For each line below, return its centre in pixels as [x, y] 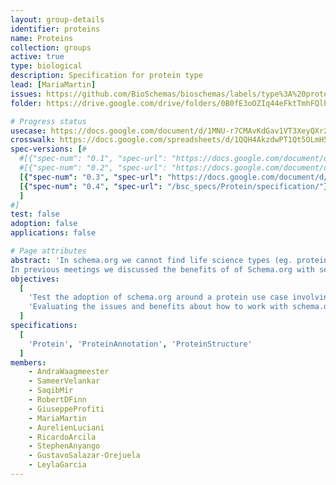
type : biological [46, 66]
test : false [35, 214]
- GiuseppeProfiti [66, 409]
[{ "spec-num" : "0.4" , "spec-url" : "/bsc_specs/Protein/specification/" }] [176, 186]
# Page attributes [48, 251]
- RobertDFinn [57, 400]
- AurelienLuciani [66, 427]
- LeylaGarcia [57, 465]
